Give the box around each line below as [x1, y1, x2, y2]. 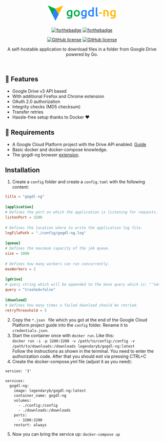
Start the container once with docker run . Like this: [12, 332, 114, 338]
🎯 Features [5, 75, 39, 83]
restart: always [14, 422, 47, 427]
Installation [5, 166, 40, 174]
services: [5, 378, 25, 383]
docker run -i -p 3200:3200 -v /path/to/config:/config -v [12, 339, 135, 344]
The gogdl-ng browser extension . [12, 151, 80, 158]
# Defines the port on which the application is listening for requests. [5, 210, 159, 215]
